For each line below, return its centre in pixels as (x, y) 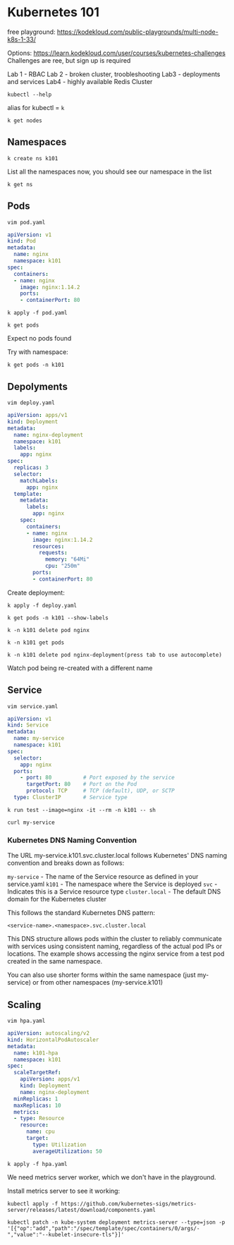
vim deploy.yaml (31, 403)
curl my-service (31, 822)
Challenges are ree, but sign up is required (69, 60)
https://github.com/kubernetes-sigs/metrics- (129, 1203)
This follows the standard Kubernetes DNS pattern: (81, 913)
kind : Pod (22, 241)
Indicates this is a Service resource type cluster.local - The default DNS (114, 892)
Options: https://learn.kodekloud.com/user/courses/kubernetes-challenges (116, 53)
